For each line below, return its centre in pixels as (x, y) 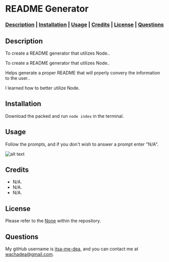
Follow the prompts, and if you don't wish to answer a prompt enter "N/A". (82, 144)
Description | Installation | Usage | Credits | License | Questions (84, 25)
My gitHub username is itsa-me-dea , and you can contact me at (72, 249)
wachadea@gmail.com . (30, 254)
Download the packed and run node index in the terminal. (65, 116)
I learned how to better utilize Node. (42, 88)
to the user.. (18, 78)
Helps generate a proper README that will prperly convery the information (83, 73)
